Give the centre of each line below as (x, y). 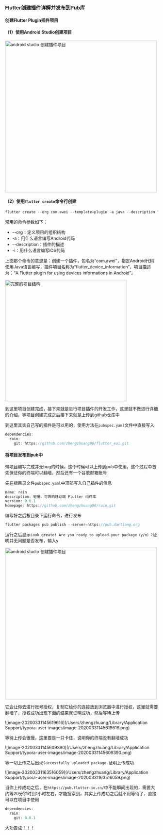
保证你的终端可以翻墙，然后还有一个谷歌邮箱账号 (58, 473)
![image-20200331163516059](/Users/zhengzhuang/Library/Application (77, 772)
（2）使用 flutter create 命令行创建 (41, 201)
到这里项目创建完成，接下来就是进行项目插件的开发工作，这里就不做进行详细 (81, 409)
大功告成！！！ (20, 828)
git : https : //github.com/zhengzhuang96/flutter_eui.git (72, 443)
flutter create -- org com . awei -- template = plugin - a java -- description (80, 212)
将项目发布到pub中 (24, 455)
